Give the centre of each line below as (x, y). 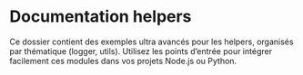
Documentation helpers (101, 17)
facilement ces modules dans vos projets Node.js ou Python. (123, 61)
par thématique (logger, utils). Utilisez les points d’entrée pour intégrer (141, 51)
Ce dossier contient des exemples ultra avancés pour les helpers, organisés (151, 42)
